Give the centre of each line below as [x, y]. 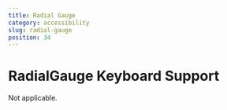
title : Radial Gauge [42, 15]
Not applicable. [33, 98]
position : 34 [30, 37]
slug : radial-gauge [40, 30]
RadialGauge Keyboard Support [114, 76]
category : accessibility [49, 23]
